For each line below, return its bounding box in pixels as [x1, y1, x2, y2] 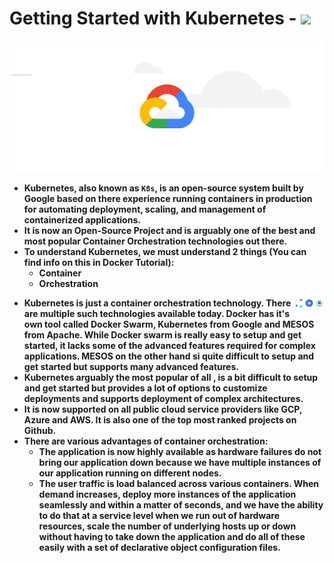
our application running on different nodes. [38, 467, 222, 479]
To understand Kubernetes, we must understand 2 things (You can [23, 245, 307, 257]
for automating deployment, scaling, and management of [23, 203, 267, 215]
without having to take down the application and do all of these [38, 530, 306, 542]
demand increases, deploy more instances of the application [38, 488, 297, 500]
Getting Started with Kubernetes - [9, 7, 297, 30]
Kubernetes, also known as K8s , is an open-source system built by [23, 182, 304, 194]
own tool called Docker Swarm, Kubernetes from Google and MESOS [23, 318, 315, 330]
